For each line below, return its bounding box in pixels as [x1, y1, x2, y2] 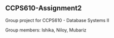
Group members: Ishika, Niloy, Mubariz [5, 27, 87, 33]
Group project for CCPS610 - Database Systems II [5, 17, 109, 23]
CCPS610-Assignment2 [5, 4, 82, 12]
